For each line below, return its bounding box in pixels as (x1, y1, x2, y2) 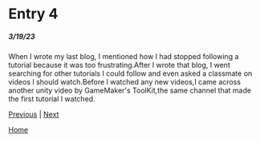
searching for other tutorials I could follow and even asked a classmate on (8, 69, 253, 78)
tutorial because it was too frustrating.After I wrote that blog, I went (8, 61, 230, 70)
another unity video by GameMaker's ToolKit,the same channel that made (8, 85, 251, 96)
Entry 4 (8, 5, 59, 23)
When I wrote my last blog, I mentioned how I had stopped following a (8, 52, 239, 61)
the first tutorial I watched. (8, 94, 95, 104)
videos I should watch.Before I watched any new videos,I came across (8, 77, 242, 87)
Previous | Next (8, 109, 59, 120)
